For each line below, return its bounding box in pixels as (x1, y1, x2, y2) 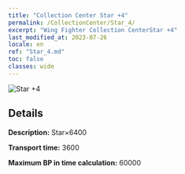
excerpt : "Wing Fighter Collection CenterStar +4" (8, 26, 178, 34)
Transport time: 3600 (8, 143, 80, 152)
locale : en (8, 41, 44, 49)
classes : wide (8, 63, 55, 71)
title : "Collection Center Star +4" (8, 11, 128, 20)
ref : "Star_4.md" (8, 48, 65, 56)
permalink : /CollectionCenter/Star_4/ (8, 19, 135, 27)
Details (8, 107, 43, 120)
